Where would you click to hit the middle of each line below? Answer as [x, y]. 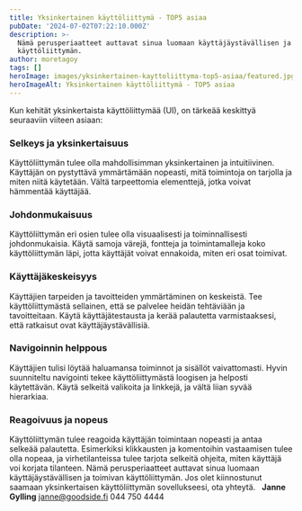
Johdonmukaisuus [51, 214]
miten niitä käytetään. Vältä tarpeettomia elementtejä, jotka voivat [130, 182]
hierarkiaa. [29, 396]
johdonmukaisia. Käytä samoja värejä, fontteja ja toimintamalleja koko [138, 244]
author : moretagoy [44, 59]
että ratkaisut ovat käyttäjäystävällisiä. [80, 325]
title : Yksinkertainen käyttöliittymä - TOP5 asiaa [108, 18]
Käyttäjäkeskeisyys [53, 277]
